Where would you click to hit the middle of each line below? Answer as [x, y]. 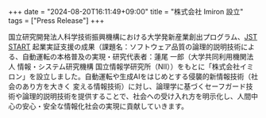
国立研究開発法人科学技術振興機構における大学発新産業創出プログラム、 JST [133, 37]
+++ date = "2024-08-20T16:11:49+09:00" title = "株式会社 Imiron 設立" [126, 11]
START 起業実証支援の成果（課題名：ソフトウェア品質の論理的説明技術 [125, 47]
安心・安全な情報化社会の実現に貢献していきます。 [105, 106]
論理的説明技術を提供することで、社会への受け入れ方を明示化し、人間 [137, 96]
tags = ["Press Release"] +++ [56, 21]
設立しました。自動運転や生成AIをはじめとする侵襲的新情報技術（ [143, 76]
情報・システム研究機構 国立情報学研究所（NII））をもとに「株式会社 [129, 67]
